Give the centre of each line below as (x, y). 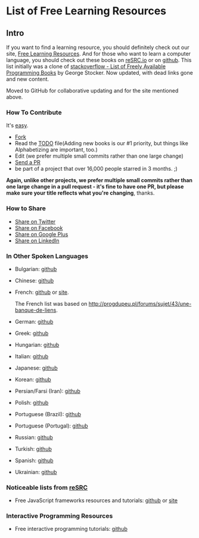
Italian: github (32, 356)
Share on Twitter (35, 222)
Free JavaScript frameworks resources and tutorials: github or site (96, 500)
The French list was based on (51, 303)
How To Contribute (34, 112)
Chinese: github (34, 280)
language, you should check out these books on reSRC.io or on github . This (99, 60)
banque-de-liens (35, 310)
